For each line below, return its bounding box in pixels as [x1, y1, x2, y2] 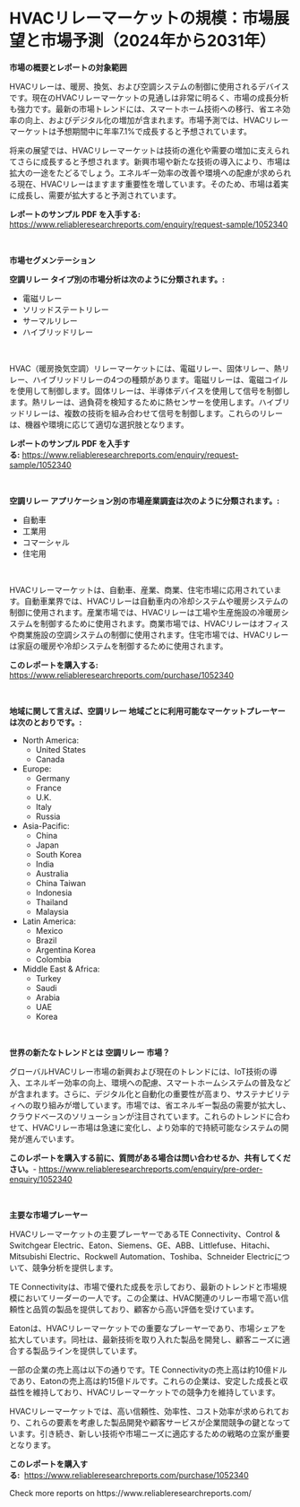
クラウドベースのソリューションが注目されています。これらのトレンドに [9, 1111, 275, 1121]
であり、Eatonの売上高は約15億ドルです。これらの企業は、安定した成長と [9, 1375, 280, 1386]
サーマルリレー [21, 315, 78, 326]
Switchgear [9, 1240, 52, 1250]
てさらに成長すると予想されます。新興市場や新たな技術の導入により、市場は [9, 156, 291, 167]
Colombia [35, 954, 72, 964]
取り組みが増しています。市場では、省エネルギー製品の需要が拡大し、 [32, 1100, 291, 1111]
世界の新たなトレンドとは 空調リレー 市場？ [9, 1047, 170, 1058]
